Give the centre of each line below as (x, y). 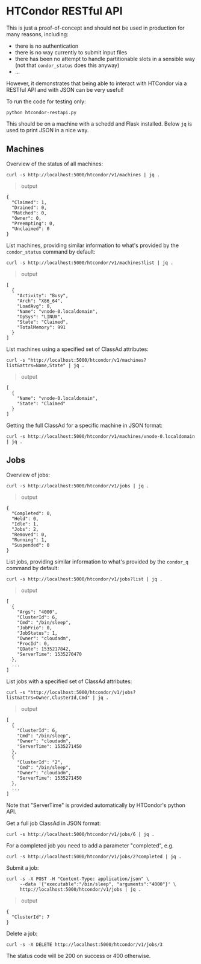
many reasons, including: (37, 34)
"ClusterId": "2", (40, 762)
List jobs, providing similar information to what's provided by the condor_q (97, 561)
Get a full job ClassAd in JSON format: (54, 823)
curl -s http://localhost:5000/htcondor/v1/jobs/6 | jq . (80, 834)
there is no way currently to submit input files (71, 52)
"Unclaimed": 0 (31, 229)
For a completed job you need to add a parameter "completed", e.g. (90, 845)
